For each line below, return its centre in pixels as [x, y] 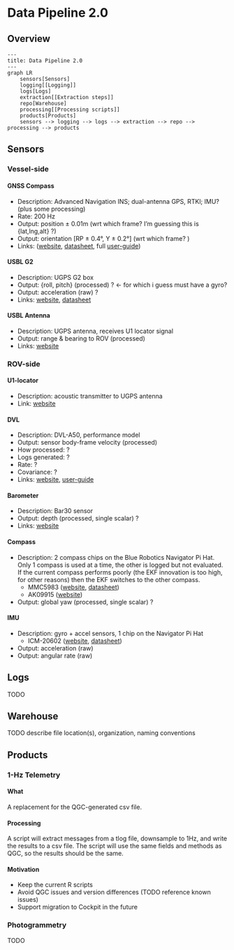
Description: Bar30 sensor [55, 511]
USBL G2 [20, 262]
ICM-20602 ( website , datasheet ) [75, 641]
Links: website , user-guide [56, 480]
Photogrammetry [37, 925]
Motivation [23, 869]
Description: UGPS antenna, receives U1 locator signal [95, 331]
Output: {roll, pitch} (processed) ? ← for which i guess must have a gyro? [122, 285]
